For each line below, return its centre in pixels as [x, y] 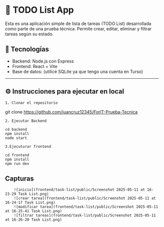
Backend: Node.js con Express [43, 61]
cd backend [16, 129]
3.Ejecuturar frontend [28, 146]
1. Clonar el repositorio [31, 103]
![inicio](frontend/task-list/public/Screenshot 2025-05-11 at [80, 190]
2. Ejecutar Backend [26, 121]
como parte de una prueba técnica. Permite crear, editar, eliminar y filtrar [78, 28]
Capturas [20, 178]
